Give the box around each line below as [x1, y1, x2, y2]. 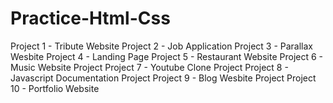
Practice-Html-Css [10, 7, 171, 30]
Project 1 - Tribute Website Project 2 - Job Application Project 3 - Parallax [10, 40, 313, 52]
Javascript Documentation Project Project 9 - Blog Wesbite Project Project [10, 72, 317, 84]
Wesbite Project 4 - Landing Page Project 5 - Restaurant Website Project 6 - [10, 50, 324, 62]
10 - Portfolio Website [10, 82, 100, 94]
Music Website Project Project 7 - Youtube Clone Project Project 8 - [10, 61, 289, 73]
